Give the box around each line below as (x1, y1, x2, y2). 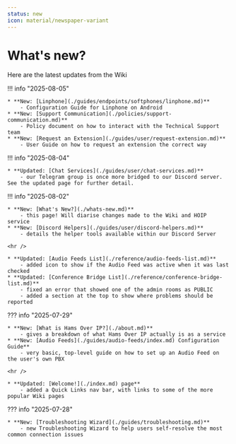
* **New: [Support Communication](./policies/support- (7, 110, 172, 117)
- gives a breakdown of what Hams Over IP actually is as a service (20, 331, 226, 338)
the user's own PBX (7, 356, 65, 363)
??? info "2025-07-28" (7, 405, 73, 414)
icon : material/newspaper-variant (7, 17, 110, 24)
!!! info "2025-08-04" (7, 153, 70, 163)
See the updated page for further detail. (7, 180, 134, 187)
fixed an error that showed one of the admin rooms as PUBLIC (25, 286, 213, 293)
